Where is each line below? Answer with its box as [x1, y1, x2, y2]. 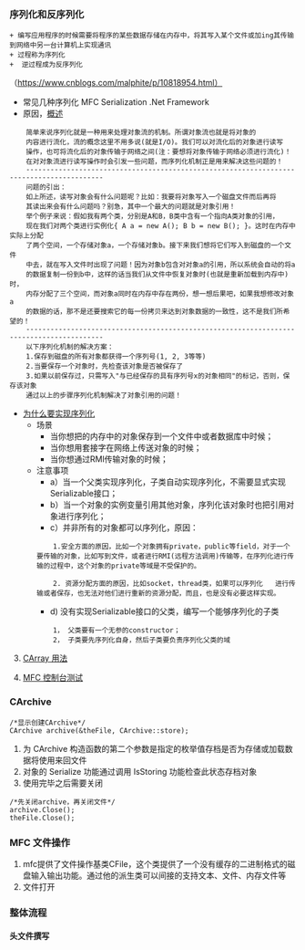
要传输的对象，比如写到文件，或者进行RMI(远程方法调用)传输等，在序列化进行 [36, 552, 288, 561]
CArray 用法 [22, 652, 68, 663]
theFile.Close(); [9, 813, 76, 822]
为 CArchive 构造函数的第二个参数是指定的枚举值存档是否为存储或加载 [22, 743, 285, 754]
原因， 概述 [22, 108, 64, 120]
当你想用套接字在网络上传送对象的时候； [49, 443, 202, 454]
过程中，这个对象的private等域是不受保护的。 [49, 561, 201, 571]
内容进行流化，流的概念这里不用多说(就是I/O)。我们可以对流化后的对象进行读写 [25, 138, 284, 147]
